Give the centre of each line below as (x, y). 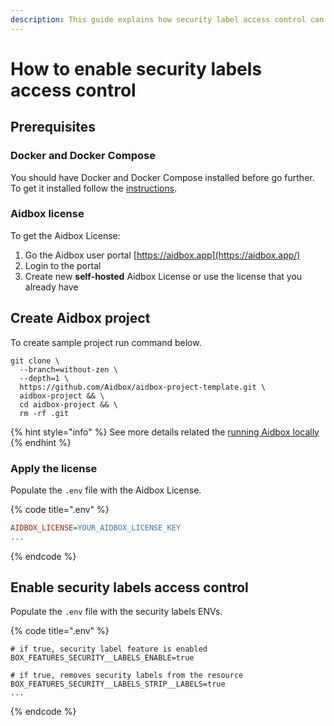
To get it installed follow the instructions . (94, 188)
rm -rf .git (44, 413)
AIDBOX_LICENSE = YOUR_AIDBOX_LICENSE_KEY (96, 527)
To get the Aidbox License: (65, 235)
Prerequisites (53, 127)
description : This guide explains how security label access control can (167, 19)
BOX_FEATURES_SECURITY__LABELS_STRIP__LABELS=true (118, 684)
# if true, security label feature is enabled (109, 649)
